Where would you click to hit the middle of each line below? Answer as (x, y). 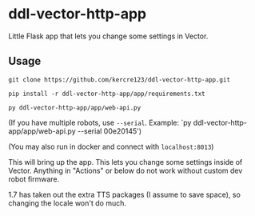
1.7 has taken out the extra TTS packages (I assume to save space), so (125, 194)
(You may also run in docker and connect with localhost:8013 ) (111, 146)
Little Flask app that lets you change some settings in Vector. (108, 36)
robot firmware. (34, 179)
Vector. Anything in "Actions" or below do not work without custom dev (126, 170)
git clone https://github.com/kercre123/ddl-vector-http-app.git (119, 80)
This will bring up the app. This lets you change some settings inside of (126, 162)
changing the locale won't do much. (67, 203)
